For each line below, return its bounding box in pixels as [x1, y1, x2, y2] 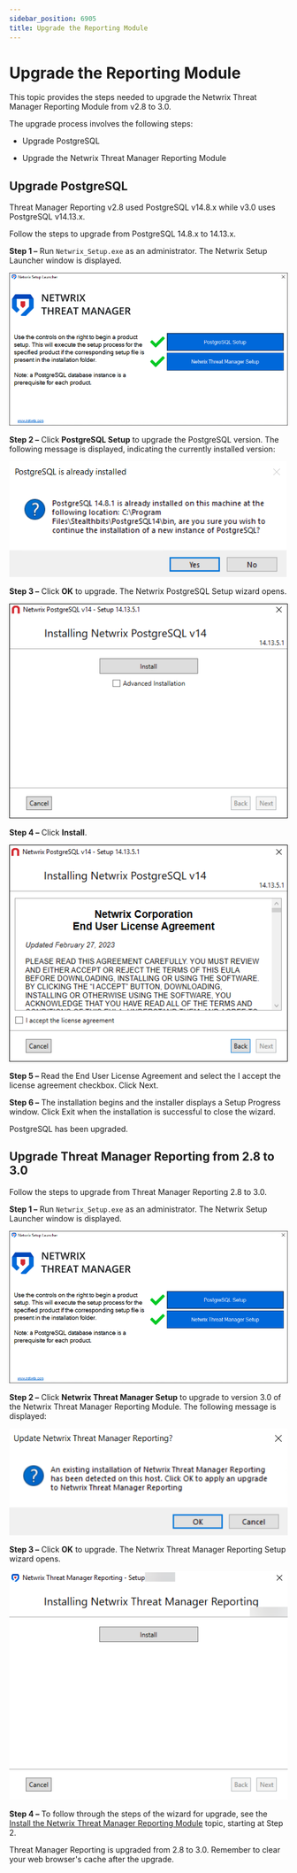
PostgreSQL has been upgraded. [9, 1123, 128, 1134]
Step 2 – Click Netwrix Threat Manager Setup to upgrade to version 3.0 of [9, 1392, 282, 1403]
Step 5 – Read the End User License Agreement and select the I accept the [9, 1070, 281, 1081]
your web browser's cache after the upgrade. [9, 1854, 174, 1865]
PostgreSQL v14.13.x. [9, 212, 86, 222]
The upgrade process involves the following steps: [9, 119, 194, 129]
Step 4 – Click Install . [9, 828, 88, 838]
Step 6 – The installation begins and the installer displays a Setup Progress [9, 1097, 281, 1107]
